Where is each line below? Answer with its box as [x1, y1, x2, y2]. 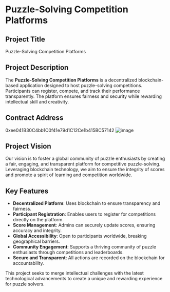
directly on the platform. [12, 217, 64, 223]
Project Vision [5, 142, 51, 151]
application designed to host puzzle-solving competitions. [20, 82, 143, 88]
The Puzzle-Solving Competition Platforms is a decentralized [5, 77, 138, 83]
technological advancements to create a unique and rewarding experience [5, 276, 163, 282]
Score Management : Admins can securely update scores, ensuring [12, 222, 156, 228]
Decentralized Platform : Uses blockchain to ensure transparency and [12, 200, 161, 206]
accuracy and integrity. [12, 227, 62, 234]
